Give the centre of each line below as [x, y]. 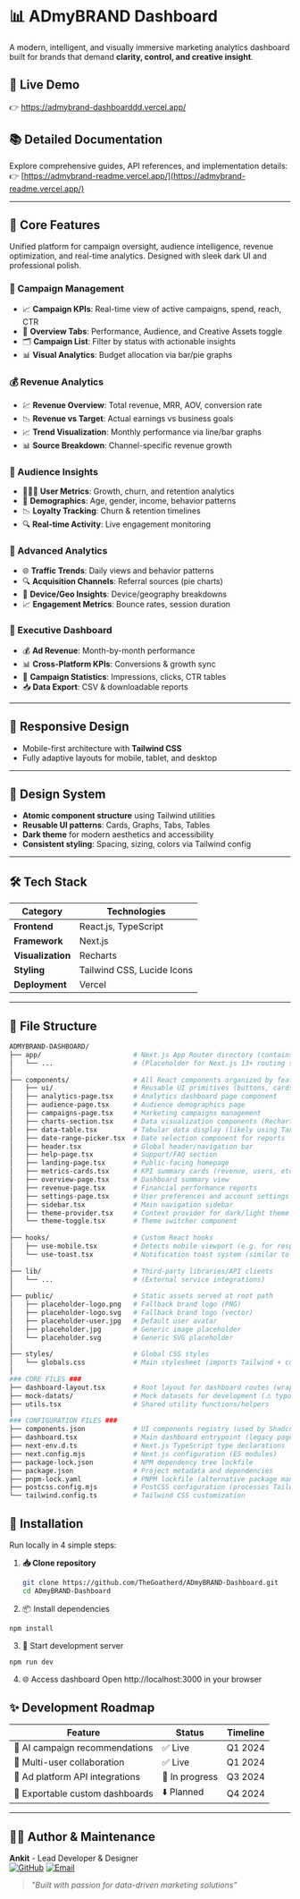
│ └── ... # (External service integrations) [137, 1279]
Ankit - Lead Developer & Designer [74, 1858]
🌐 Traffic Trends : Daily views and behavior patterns [118, 570]
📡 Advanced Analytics [58, 551]
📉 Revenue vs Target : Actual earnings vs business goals [128, 418]
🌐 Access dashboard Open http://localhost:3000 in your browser [142, 1679]
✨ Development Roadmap [82, 1707]
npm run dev [31, 1662]
